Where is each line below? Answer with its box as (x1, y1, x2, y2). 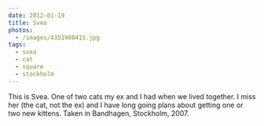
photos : (8, 26, 34, 34)
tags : (8, 41, 26, 49)
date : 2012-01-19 (8, 11, 65, 20)
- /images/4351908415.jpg (15, 33, 101, 42)
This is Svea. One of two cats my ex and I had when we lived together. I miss (8, 91, 256, 101)
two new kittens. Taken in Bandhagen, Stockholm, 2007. (8, 108, 189, 118)
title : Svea (8, 19, 47, 27)
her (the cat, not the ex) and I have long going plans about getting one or (8, 100, 244, 109)
